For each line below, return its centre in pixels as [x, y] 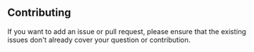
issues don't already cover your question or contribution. [99, 40]
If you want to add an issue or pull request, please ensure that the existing [127, 31]
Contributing [39, 13]
